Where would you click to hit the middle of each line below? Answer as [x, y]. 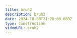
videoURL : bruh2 [22, 28]
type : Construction [25, 23]
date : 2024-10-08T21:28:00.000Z [38, 19]
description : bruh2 [25, 14]
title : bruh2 [19, 10]
